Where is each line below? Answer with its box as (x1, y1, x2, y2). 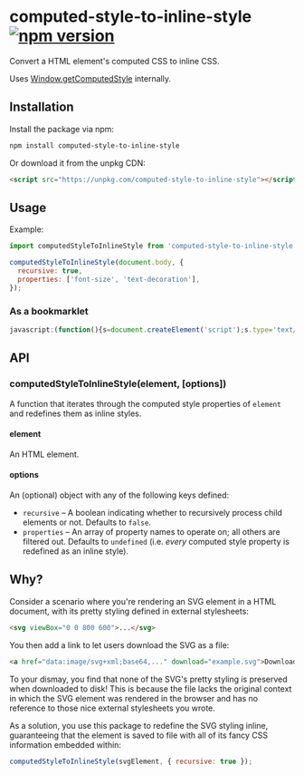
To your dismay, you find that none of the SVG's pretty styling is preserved (9, 673, 288, 684)
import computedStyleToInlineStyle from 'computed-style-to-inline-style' (9, 242, 298, 251)
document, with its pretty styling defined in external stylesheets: (9, 605, 249, 616)
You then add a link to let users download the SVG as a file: (9, 639, 230, 650)
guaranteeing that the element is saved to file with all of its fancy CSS (9, 730, 269, 741)
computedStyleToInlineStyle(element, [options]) (9, 378, 227, 391)
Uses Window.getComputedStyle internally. (9, 73, 172, 83)
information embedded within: (9, 739, 122, 750)
